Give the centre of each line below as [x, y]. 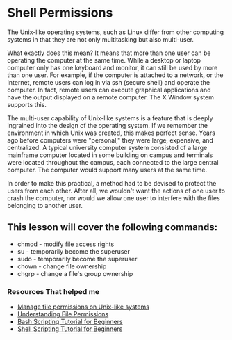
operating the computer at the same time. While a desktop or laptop [104, 60]
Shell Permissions [60, 13]
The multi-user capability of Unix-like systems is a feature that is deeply [110, 118]
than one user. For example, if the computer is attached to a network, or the [115, 75]
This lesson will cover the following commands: [112, 227]
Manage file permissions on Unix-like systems [83, 307]
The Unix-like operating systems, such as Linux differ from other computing [116, 32]
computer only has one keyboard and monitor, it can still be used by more [113, 67]
